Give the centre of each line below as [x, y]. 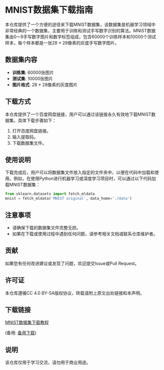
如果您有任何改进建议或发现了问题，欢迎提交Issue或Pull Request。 [72, 263]
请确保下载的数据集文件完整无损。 [46, 227]
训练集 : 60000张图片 [33, 72]
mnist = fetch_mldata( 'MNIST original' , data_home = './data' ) [69, 198]
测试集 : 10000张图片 [32, 78]
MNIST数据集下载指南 [49, 10]
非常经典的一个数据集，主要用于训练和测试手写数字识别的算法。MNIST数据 [80, 30]
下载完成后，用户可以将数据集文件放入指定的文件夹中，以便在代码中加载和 [80, 173]
